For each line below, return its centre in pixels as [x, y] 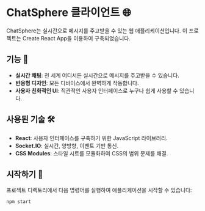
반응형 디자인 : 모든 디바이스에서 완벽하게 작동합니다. [77, 83]
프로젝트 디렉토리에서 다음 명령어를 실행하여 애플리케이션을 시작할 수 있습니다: [99, 190]
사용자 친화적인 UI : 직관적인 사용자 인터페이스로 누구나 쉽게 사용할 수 [96, 91]
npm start [19, 202]
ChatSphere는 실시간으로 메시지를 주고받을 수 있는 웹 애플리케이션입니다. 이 [97, 31]
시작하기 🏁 [25, 174]
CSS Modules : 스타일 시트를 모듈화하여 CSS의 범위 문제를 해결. [92, 153]
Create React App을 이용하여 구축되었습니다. [77, 38]
